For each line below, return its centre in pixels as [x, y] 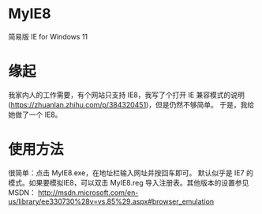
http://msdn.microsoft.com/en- [88, 192]
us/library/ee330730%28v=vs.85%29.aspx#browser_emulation [111, 201]
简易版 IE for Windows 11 [48, 36]
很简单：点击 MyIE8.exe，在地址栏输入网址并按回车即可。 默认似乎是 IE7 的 [131, 173]
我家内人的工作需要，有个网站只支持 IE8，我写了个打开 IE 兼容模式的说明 [126, 95]
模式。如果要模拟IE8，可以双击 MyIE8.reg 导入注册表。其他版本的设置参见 [129, 182]
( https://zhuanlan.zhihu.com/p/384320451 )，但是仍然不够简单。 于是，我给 [131, 104]
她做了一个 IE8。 [35, 115]
